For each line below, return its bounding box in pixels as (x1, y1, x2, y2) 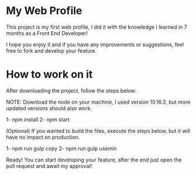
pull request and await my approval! (6, 162, 92, 169)
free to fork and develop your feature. (6, 47, 97, 54)
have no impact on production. (6, 133, 80, 140)
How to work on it (6, 68, 93, 81)
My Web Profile (6, 4, 82, 18)
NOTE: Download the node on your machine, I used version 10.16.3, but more (6, 98, 191, 105)
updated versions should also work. (6, 104, 92, 112)
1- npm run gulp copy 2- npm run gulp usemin (6, 145, 117, 152)
